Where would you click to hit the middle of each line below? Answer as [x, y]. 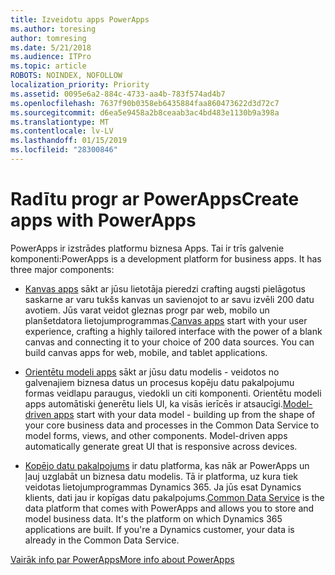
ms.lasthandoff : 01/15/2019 [69, 141]
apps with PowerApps [103, 220]
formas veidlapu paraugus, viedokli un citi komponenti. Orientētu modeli [173, 393]
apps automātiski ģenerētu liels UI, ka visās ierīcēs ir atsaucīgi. [153, 403]
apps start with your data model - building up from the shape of [184, 414]
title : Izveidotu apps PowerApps [80, 19]
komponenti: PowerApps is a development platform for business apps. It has [166, 258]
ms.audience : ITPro [51, 57]
